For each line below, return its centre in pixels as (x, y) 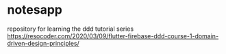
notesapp (35, 10)
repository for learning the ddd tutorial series (71, 29)
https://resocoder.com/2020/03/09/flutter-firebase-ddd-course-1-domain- (113, 36)
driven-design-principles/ (43, 43)
